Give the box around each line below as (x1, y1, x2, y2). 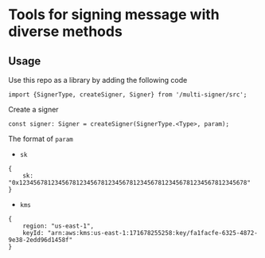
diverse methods (8, 22, 123, 41)
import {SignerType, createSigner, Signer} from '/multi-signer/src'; (8, 91, 247, 99)
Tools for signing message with (8, 6, 220, 24)
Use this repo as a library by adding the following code (8, 76, 188, 84)
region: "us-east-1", (22, 222, 94, 230)
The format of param (8, 134, 74, 143)
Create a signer (8, 105, 59, 114)
